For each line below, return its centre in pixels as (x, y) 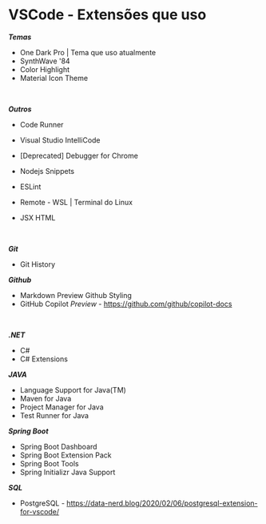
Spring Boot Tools (49, 463)
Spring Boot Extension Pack (66, 455)
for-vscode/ (40, 511)
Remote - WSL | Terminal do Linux (76, 202)
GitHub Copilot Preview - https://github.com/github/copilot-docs (126, 304)
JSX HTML (38, 217)
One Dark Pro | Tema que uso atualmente (88, 52)
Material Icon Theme (54, 78)
